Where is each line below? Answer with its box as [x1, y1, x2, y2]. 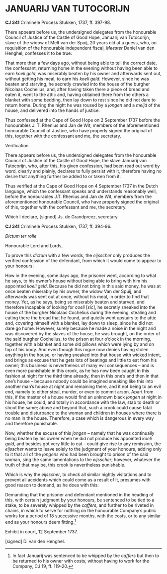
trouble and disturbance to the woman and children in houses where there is [5, 410, 162, 416]
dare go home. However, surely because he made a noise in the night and [5, 325, 156, 331]
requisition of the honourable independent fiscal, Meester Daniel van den [5, 45, 155, 51]
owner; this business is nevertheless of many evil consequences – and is [5, 362, 154, 368]
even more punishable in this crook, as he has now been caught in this [5, 368, 150, 374]
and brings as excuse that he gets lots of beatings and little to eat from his [5, 357, 157, 363]
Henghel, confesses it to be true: [5, 50, 72, 56]
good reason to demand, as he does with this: [5, 482, 99, 488]
